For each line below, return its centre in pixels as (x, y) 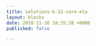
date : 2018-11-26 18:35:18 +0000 (48, 23)
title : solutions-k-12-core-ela (47, 12)
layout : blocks (25, 17)
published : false (28, 28)
